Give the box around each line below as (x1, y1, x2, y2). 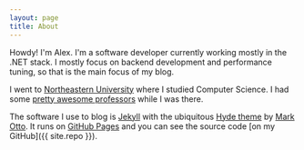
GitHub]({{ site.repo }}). (9, 130, 98, 141)
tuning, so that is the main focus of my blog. (9, 65, 175, 77)
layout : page (9, 13, 59, 23)
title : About (9, 22, 59, 31)
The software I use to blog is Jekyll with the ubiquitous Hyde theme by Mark (9, 111, 295, 122)
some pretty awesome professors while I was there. (9, 93, 204, 105)
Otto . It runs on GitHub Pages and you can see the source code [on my (9, 120, 276, 132)
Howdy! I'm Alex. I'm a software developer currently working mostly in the (9, 46, 288, 57)
